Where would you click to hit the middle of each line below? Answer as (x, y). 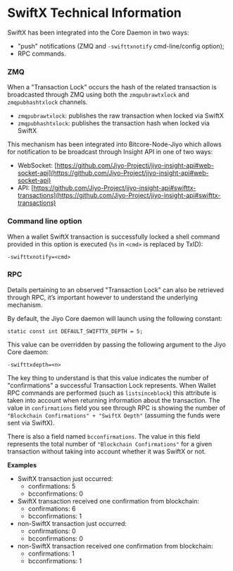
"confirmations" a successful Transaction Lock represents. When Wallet (112, 385)
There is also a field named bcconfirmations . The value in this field (104, 436)
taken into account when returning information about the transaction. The (114, 400)
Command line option (45, 221)
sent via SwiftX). (31, 422)
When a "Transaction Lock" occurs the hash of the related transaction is (112, 87)
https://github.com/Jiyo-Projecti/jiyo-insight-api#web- (136, 165)
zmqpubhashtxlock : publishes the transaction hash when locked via (113, 123)
